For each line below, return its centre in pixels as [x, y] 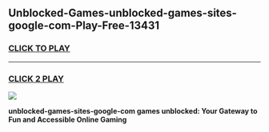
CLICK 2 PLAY [36, 78]
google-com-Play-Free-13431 [84, 26]
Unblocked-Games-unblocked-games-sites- [123, 13]
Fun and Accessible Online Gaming [68, 119]
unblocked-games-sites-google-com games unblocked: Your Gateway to [133, 110]
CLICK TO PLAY [39, 49]
